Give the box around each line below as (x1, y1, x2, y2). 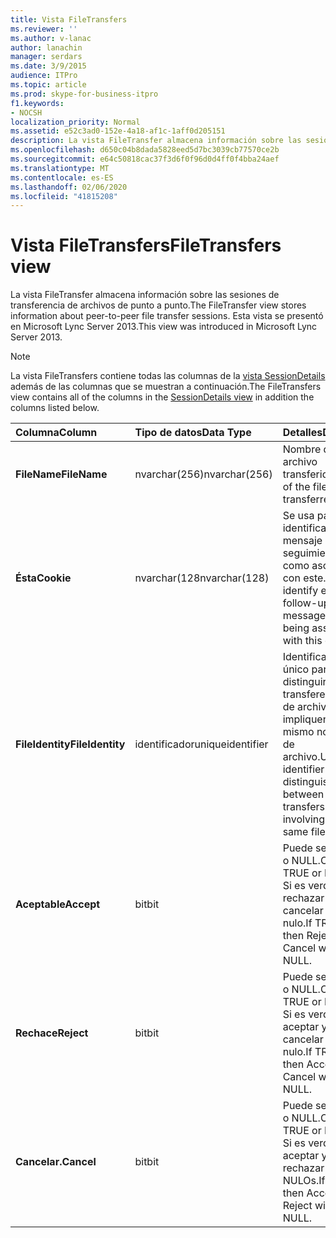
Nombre (282, 442, 322, 456)
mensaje (282, 534, 323, 548)
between (282, 787, 325, 801)
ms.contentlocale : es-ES (10, 172, 114, 183)
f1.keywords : (10, 98, 65, 108)
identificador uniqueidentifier (134, 737, 269, 751)
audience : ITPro (10, 71, 78, 81)
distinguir (282, 675, 327, 689)
